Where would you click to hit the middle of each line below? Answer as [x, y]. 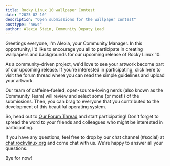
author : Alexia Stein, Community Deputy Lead [55, 29]
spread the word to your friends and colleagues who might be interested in [84, 122]
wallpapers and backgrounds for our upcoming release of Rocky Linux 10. [83, 55]
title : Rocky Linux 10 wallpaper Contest [50, 10]
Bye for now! [19, 158]
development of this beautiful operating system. [56, 107]
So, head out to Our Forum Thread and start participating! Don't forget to [82, 117]
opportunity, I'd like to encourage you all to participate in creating [74, 49]
